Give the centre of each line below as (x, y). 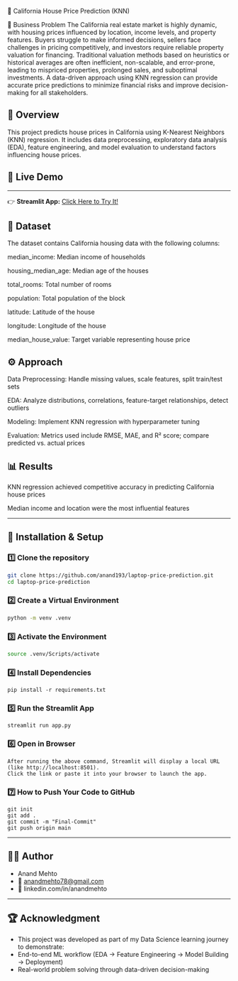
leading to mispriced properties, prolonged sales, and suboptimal (102, 70)
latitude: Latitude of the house (51, 312)
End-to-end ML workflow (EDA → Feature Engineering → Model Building (123, 954)
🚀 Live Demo (35, 177)
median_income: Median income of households (76, 257)
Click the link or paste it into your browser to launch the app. (107, 774)
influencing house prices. (44, 155)
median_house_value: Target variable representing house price (99, 340)
